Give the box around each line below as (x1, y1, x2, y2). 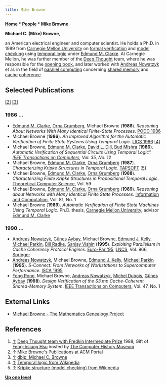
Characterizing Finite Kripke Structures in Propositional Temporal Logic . (12, 175, 159, 181)
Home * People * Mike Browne (5, 21, 69, 27)
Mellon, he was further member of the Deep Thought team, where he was (5, 55, 155, 62)
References (5, 325, 41, 333)
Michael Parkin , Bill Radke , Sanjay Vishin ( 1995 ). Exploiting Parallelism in (12, 241, 161, 247)
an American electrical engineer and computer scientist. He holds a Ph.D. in (5, 40, 159, 46)
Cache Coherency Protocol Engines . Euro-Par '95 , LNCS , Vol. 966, (12, 246, 148, 253)
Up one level (5, 374, 31, 380)
